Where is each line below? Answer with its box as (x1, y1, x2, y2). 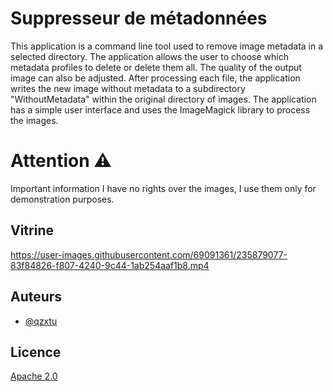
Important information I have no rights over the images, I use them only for (10, 182, 317, 194)
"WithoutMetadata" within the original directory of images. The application (10, 93, 317, 105)
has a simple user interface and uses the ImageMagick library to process (10, 103, 311, 116)
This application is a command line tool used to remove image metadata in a (10, 40, 324, 52)
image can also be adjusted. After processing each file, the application (10, 72, 301, 84)
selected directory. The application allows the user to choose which (10, 50, 289, 62)
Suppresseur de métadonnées (10, 7, 268, 30)
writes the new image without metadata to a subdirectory (10, 82, 246, 94)
